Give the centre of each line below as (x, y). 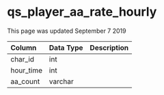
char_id (23, 59)
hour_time (27, 70)
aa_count (25, 81)
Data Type (66, 47)
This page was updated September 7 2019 (67, 31)
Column (24, 47)
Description (109, 47)
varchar (61, 81)
